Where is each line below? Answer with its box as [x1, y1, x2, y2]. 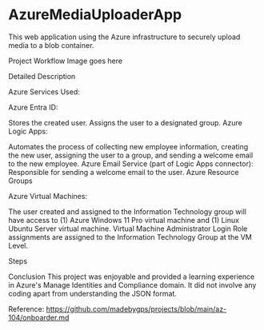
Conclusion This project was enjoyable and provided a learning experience [8, 272, 255, 281]
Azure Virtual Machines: [8, 191, 88, 201]
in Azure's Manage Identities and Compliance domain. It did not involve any [8, 280, 257, 289]
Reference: [8, 304, 45, 313]
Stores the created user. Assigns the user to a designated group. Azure [8, 117, 242, 127]
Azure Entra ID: [8, 102, 58, 112]
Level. [8, 241, 28, 250]
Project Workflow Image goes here [8, 56, 122, 66]
